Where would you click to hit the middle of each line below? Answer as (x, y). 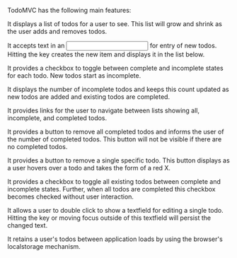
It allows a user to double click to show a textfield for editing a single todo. (116, 210)
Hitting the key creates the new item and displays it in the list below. (106, 54)
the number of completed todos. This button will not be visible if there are (115, 139)
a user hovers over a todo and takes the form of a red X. (89, 168)
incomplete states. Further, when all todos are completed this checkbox (111, 189)
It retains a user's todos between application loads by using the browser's (115, 239)
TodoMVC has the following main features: (69, 10)
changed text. (28, 225)
